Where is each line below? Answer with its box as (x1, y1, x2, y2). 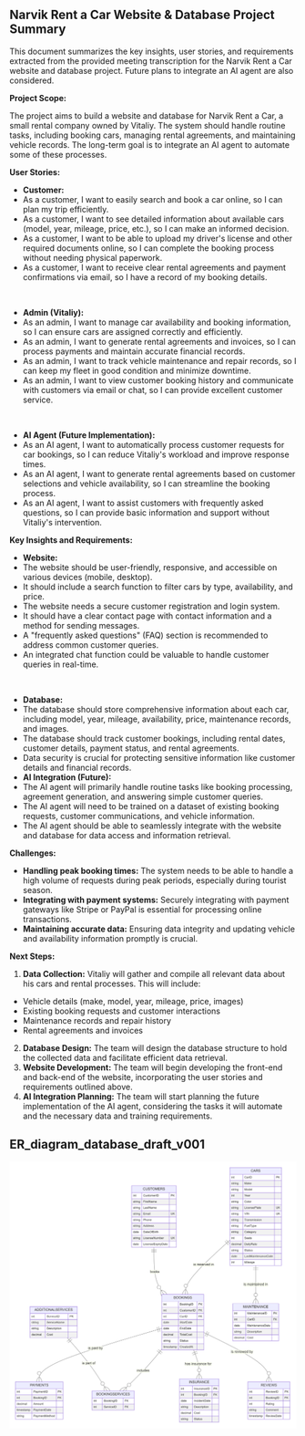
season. (22, 884, 53, 895)
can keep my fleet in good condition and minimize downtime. (22, 365, 252, 376)
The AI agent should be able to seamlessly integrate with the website (22, 820, 282, 831)
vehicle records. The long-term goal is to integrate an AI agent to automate (9, 139, 290, 150)
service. (22, 394, 54, 405)
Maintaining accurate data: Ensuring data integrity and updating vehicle (22, 923, 296, 934)
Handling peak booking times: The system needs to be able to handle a (22, 865, 294, 876)
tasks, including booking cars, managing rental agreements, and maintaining (9, 130, 296, 140)
